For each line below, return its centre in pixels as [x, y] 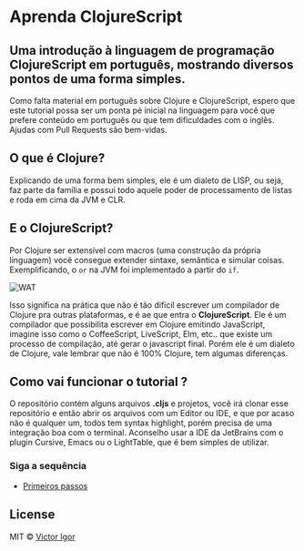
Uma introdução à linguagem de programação [142, 51]
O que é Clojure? [57, 158]
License [32, 515]
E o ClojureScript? [61, 228]
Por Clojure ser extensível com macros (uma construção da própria [135, 250]
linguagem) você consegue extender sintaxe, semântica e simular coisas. [147, 260]
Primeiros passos [55, 485]
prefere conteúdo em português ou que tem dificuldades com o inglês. [142, 120]
